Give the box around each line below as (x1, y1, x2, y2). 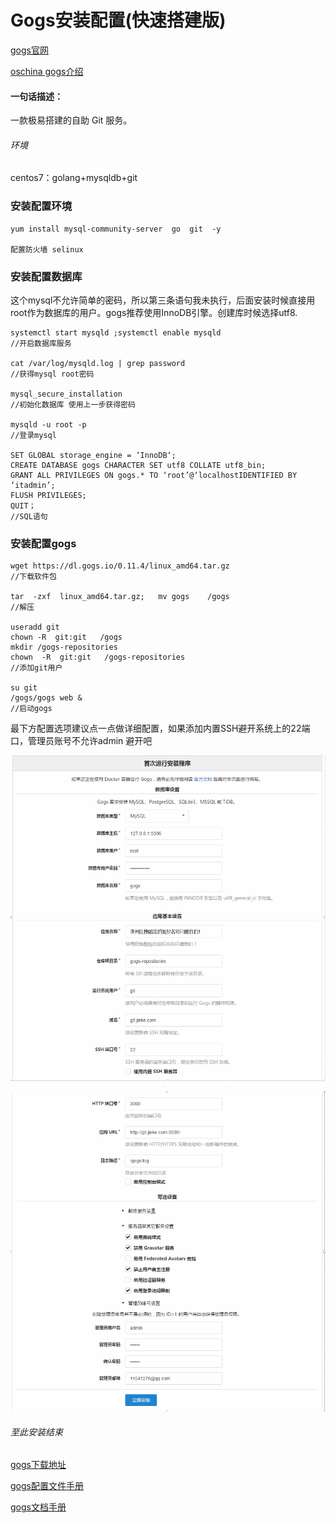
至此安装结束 (10, 1426, 63, 1438)
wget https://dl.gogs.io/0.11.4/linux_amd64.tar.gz (10, 561, 230, 571)
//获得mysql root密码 (10, 369, 95, 379)
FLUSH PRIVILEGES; (10, 490, 87, 500)
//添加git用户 (10, 663, 63, 673)
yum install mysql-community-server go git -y (10, 224, 222, 234)
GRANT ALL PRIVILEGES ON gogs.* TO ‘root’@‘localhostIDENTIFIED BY (10, 470, 298, 480)
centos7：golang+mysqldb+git (10, 172, 138, 184)
